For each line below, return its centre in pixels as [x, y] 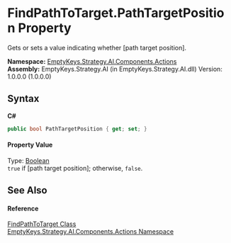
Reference [23, 208]
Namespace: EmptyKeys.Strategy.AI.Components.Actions [92, 61]
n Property [40, 28]
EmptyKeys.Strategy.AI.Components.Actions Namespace [91, 232]
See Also [27, 190]
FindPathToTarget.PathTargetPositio [116, 13]
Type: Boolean [28, 160]
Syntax [23, 99]
